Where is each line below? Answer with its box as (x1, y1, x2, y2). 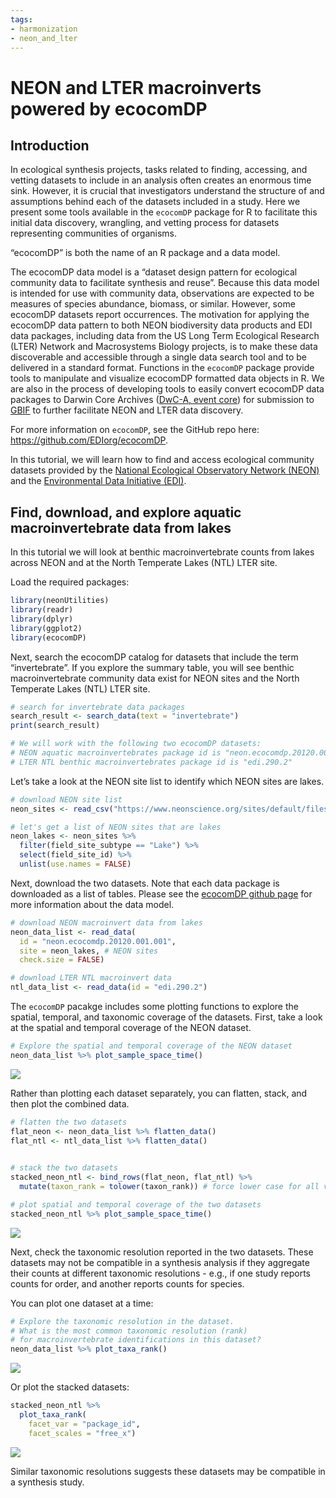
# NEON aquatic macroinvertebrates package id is (10, 748, 222, 758)
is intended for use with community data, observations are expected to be (10, 287, 315, 300)
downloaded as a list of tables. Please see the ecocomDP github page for (10, 887, 313, 900)
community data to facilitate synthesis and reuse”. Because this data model (10, 277, 320, 289)
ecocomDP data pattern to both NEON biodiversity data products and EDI (10, 319, 313, 331)
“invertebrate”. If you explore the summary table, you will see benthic (10, 661, 295, 673)
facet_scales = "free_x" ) (28, 1428, 137, 1438)
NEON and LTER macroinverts (10, 76, 262, 99)
